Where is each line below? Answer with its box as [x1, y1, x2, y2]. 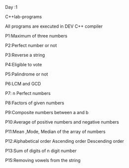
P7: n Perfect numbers [5, 90, 51, 96]
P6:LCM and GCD [5, 81, 41, 86]
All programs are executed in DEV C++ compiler [5, 23, 103, 29]
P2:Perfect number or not [5, 42, 57, 48]
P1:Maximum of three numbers [5, 33, 68, 39]
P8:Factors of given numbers [5, 100, 64, 106]
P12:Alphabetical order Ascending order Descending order [5, 138, 125, 144]
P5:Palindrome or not [5, 71, 48, 77]
